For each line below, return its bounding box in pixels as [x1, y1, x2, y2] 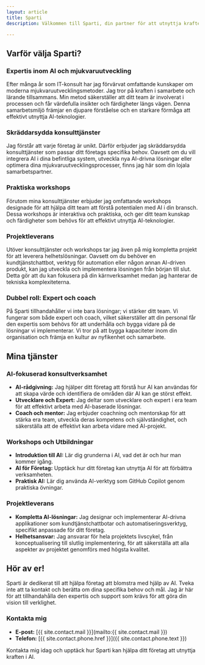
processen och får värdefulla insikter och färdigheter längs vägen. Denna [6, 100, 190, 108]
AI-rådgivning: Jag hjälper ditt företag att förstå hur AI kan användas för [15, 383, 198, 391]
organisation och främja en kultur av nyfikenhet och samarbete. [6, 334, 166, 341]
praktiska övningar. [15, 484, 63, 491]
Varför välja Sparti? [6, 48, 82, 59]
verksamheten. [15, 471, 53, 479]
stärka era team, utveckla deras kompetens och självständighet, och [15, 416, 187, 423]
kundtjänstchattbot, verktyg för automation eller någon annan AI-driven [6, 259, 186, 266]
